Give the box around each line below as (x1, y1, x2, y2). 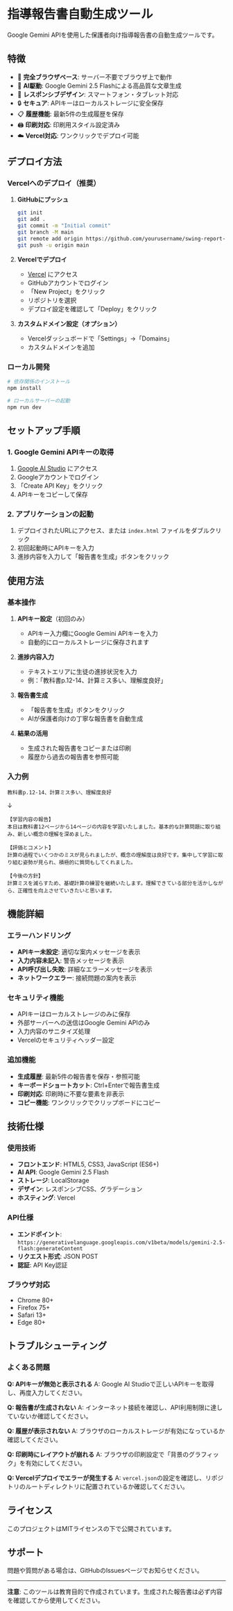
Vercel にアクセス (27, 270, 78, 278)
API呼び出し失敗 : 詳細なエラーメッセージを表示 (17, 965, 153, 974)
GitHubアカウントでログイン (27, 279, 109, 287)
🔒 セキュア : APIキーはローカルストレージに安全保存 (17, 99, 164, 107)
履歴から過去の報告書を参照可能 (27, 753, 119, 761)
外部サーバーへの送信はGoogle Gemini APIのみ (17, 1019, 150, 1027)
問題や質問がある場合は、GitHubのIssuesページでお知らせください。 (7, 1567, 203, 1575)
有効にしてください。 (25, 1459, 87, 1467)
